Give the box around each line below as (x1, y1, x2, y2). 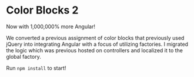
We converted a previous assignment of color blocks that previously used (6, 34, 185, 41)
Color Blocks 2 (6, 4, 79, 17)
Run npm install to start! (6, 64, 66, 71)
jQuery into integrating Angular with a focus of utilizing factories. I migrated (6, 41, 189, 48)
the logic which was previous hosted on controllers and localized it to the (6, 46, 183, 53)
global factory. (6, 53, 41, 60)
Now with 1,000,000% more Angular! (6, 23, 96, 30)
